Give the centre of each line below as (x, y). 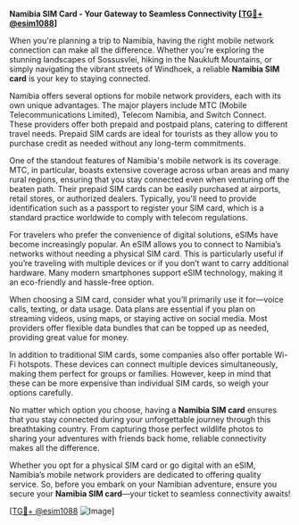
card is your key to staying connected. (80, 79)
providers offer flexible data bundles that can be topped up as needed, (139, 328)
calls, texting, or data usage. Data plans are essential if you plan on (133, 309)
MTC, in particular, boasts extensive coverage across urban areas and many (149, 170)
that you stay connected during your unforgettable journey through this (140, 419)
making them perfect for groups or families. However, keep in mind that (141, 374)
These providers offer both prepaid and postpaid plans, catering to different (149, 124)
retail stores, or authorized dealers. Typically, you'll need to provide (133, 198)
